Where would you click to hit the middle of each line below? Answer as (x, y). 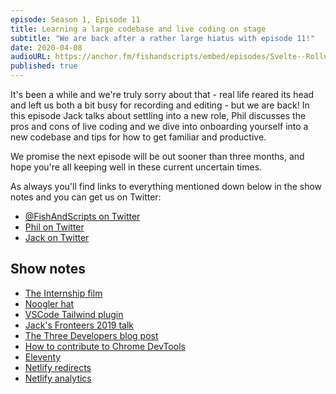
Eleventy (43, 357)
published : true (44, 66)
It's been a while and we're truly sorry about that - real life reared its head (162, 94)
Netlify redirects (58, 367)
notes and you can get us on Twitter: (86, 197)
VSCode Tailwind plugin (74, 314)
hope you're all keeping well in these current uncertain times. (136, 167)
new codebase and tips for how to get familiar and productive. (138, 137)
